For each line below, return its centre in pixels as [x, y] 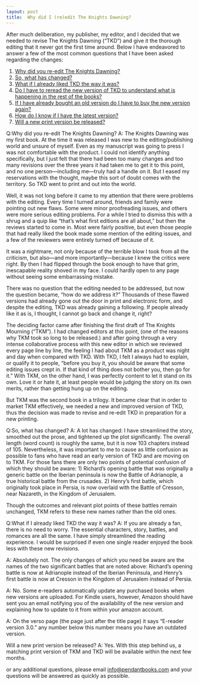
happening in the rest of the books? [58, 96]
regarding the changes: [35, 60]
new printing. [22, 419]
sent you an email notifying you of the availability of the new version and [95, 603]
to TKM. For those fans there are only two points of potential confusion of [96, 462]
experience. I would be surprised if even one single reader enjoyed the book [99, 542]
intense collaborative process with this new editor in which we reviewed [94, 344]
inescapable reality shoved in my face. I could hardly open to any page [93, 270]
